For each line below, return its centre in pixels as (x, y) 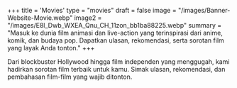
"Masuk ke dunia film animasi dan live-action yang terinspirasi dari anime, (115, 33)
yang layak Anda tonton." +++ (51, 48)
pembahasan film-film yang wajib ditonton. (70, 77)
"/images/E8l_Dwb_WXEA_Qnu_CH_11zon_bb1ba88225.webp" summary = (115, 25)
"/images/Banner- (204, 10)
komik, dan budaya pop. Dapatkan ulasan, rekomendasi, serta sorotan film (116, 40)
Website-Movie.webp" (40, 18)
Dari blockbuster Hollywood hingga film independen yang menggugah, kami (118, 62)
